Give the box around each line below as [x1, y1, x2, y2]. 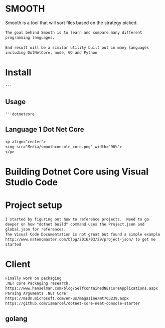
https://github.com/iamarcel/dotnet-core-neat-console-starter [5, 301, 140, 306]
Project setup [5, 199, 63, 211]
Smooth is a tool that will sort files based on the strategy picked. [5, 20, 138, 26]
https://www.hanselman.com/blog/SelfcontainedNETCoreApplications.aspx [5, 286, 158, 291]
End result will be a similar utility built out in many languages [5, 45, 149, 50]
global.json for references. [5, 227, 66, 232]
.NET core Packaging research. [5, 281, 71, 286]
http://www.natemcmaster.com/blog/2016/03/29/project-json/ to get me [5, 237, 156, 242]
